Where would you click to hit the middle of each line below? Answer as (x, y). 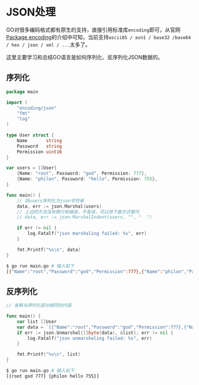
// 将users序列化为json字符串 (50, 201)
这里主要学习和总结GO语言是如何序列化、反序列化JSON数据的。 (85, 57)
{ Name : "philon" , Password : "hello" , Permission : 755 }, (87, 179)
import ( (17, 102)
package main (22, 92)
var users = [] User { (32, 168)
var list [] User (37, 322)
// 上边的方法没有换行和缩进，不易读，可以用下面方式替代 (78, 212)
